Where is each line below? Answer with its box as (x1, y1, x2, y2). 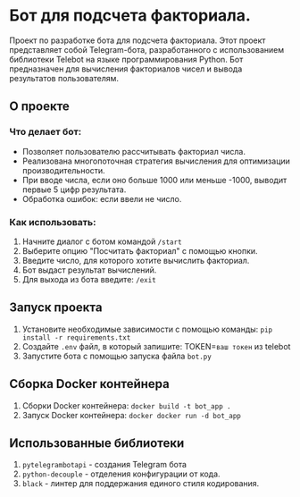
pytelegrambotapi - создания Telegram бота (21, 459, 187, 470)
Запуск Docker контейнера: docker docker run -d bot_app (21, 409, 241, 420)
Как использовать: (9, 215, 96, 228)
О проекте (9, 99, 70, 114)
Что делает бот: (9, 126, 82, 139)
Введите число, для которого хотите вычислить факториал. (21, 255, 250, 265)
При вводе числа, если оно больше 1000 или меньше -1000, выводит (21, 174, 287, 185)
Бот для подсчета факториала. (9, 5, 252, 26)
